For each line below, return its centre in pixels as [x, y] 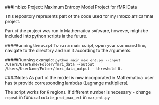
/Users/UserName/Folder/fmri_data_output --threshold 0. [64, 69]
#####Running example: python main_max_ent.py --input [63, 60]
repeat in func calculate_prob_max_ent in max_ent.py [57, 97]
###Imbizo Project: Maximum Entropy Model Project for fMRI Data [71, 7]
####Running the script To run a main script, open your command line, [76, 45]
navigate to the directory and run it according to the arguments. [68, 51]
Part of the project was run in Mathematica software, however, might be [77, 31]
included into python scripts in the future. [46, 36]
